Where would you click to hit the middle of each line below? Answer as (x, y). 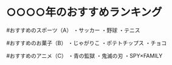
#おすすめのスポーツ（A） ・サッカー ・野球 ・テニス (74, 30)
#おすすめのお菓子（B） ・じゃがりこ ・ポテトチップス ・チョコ (87, 43)
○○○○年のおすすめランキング (84, 12)
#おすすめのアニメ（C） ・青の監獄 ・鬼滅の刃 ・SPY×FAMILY (84, 55)
